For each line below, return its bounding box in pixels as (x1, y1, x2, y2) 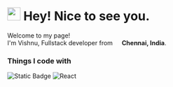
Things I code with (7, 56, 71, 65)
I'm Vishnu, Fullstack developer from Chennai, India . (7, 38, 167, 47)
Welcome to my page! (7, 31, 71, 40)
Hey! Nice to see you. (23, 8, 151, 24)
